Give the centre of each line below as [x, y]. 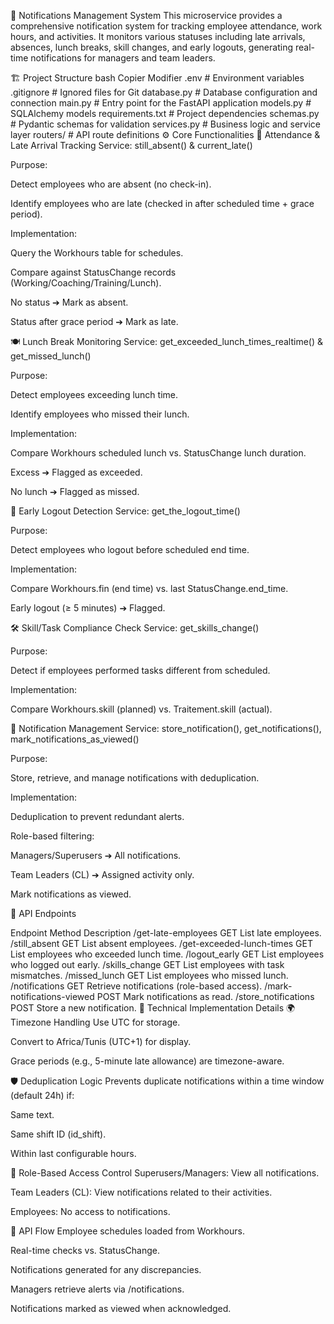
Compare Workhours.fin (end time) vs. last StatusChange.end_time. [149, 588]
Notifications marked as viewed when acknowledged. [121, 1308]
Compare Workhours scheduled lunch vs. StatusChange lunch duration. [158, 453]
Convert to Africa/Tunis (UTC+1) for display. [101, 1041]
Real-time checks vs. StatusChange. [85, 1250]
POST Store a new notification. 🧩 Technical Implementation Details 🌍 [153, 1008]
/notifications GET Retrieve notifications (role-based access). [136, 986]
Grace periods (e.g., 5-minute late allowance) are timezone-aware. [147, 1061]
